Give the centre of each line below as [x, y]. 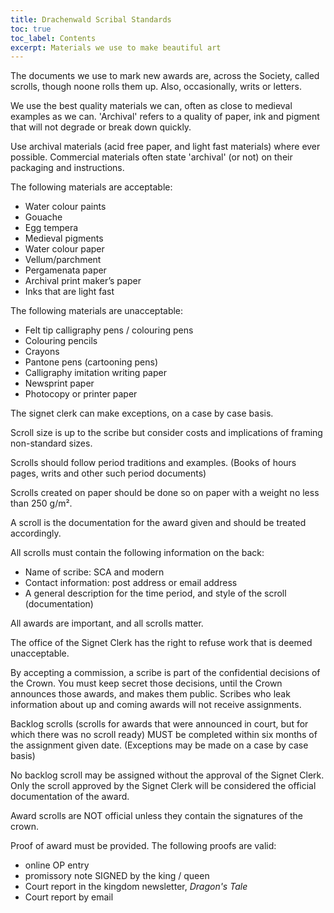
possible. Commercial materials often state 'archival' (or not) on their [151, 157]
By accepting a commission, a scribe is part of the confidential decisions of [165, 673]
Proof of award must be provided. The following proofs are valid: [143, 846]
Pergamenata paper [65, 270]
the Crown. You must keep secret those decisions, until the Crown [146, 683]
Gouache [43, 217]
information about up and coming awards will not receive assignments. [156, 705]
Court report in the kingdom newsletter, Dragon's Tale [136, 887]
